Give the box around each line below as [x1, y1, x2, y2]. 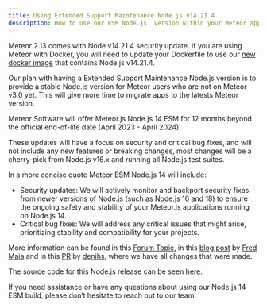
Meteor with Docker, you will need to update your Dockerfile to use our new [8, 49, 256, 59]
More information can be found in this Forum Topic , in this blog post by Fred [8, 243, 257, 252]
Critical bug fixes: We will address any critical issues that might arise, [19, 219, 246, 229]
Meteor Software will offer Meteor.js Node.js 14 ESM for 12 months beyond [8, 114, 253, 123]
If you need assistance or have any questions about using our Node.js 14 [8, 282, 246, 291]
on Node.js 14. [19, 210, 68, 220]
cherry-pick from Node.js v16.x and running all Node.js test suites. [8, 154, 225, 164]
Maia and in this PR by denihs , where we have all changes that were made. [8, 251, 253, 260]
